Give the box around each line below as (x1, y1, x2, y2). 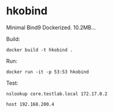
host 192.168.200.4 (6, 101, 55, 107)
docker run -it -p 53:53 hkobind (6, 69, 89, 75)
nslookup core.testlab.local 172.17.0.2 (6, 91, 108, 97)
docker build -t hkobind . (6, 46, 73, 53)
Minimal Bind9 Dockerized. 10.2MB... (6, 24, 96, 31)
